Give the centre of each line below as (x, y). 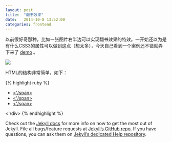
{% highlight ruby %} (27, 83)
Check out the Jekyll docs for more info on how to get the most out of (79, 124)
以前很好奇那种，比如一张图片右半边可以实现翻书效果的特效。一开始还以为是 (86, 39)
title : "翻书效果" (25, 15)
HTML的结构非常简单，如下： (37, 73)
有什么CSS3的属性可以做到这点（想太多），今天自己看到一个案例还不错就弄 (84, 46)
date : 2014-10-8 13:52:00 (35, 19)
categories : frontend (28, 24)
